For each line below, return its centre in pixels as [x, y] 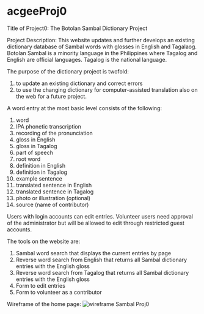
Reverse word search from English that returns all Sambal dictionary [101, 260]
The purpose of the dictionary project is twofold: [68, 71]
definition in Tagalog [42, 172]
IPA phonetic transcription [49, 126]
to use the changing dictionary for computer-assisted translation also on [107, 89]
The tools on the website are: [44, 241]
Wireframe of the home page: [44, 304]
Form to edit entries [41, 285]
